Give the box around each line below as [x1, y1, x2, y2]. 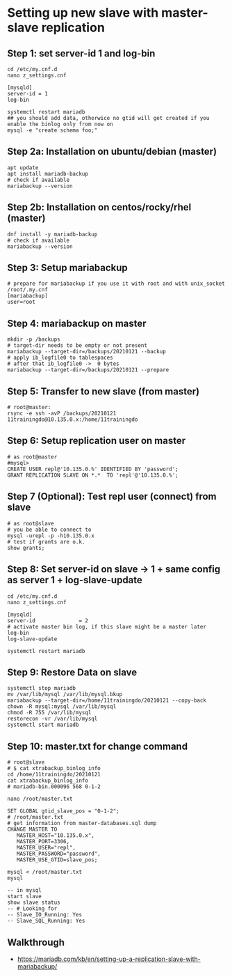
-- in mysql [7, 887, 42, 894]
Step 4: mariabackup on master [7, 317, 147, 329]
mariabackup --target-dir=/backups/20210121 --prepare [7, 367, 169, 374]
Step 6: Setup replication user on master [7, 435, 186, 447]
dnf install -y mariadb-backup [7, 231, 98, 238]
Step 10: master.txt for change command [7, 740, 188, 752]
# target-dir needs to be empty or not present [7, 342, 148, 349]
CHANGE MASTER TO [7, 826, 58, 833]
